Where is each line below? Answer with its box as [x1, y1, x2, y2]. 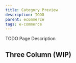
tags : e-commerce [5, 21, 42, 27]
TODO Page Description [5, 36, 56, 42]
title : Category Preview [5, 7, 58, 13]
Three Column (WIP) [5, 50, 71, 59]
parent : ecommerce [5, 17, 44, 22]
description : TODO [5, 12, 44, 17]
